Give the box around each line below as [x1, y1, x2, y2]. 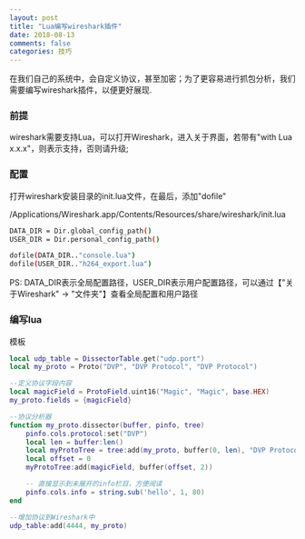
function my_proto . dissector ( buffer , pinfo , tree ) [9, 420, 205, 430]
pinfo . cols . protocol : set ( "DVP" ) [25, 429, 148, 438]
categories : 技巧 [9, 47, 73, 56]
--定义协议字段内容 [9, 379, 73, 388]
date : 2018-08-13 [9, 30, 75, 39]
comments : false [9, 38, 71, 48]
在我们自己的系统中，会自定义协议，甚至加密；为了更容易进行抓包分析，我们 [9, 74, 296, 85]
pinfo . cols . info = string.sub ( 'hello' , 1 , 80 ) [25, 487, 205, 496]
